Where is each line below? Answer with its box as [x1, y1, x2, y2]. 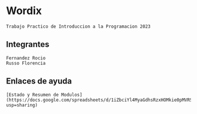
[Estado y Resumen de [6, 92, 59, 98]
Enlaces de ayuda [6, 76, 72, 86]
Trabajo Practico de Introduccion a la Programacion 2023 [6, 24, 151, 29]
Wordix [6, 4, 42, 18]
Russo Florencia [6, 60, 46, 66]
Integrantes [6, 39, 50, 49]
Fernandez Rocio [6, 55, 46, 61]
